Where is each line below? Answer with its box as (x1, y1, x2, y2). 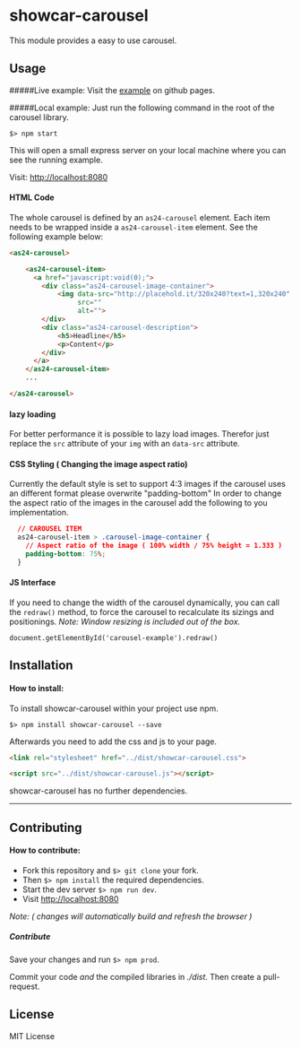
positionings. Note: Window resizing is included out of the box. (9, 616, 241, 627)
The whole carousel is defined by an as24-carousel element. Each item (9, 212, 271, 222)
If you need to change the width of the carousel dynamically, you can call (9, 597, 280, 608)
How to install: (9, 682, 64, 693)
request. (9, 981, 40, 992)
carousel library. (9, 111, 69, 122)
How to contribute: (9, 845, 81, 856)
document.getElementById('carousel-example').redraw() (9, 633, 219, 642)
